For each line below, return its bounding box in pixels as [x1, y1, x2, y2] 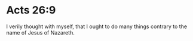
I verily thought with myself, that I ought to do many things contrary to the [6, 23, 187, 30]
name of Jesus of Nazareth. [6, 29, 75, 36]
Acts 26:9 [6, 4, 56, 17]
